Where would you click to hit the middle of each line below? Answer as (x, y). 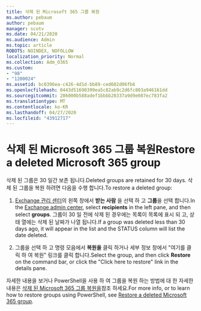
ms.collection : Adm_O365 (37, 62)
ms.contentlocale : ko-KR (37, 107)
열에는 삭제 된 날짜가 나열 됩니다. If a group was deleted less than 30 (103, 222)
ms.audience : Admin (31, 40)
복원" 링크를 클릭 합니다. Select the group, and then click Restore (112, 255)
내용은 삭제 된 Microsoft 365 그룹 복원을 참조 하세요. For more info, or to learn (98, 288)
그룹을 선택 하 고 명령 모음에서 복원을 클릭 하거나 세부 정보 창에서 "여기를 (100, 248)
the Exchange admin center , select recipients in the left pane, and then (103, 208)
